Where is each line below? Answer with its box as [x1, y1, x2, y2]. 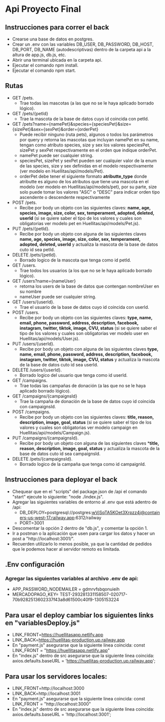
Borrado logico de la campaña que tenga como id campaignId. [19, 461, 146, 467]
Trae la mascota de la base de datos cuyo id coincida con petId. [19, 116, 149, 122]
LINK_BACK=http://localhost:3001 [12, 690, 81, 696]
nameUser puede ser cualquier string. [19, 294, 97, 299]
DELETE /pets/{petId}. [12, 252, 57, 258]
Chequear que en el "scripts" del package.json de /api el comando [12, 489, 147, 494]
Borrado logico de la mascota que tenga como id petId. [19, 257, 131, 263]
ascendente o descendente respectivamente [19, 194, 110, 200]
